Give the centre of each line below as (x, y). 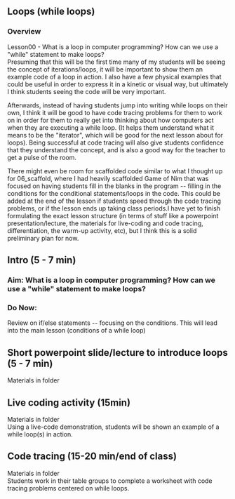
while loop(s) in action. (40, 434)
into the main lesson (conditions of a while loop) (76, 331)
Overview (24, 32)
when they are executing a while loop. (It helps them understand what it (111, 127)
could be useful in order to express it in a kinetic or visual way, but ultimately (118, 84)
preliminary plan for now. (43, 238)
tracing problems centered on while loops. (68, 488)
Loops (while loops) (51, 12)
